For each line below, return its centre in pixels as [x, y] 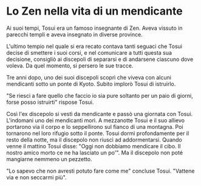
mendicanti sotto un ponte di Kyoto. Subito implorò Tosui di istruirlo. [91, 84]
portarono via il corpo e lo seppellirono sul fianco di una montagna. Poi [95, 126]
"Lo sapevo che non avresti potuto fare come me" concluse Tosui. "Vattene [101, 171]
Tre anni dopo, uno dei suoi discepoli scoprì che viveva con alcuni [89, 77]
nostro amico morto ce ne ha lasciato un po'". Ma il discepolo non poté [95, 153]
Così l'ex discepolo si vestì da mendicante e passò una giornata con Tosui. [100, 114]
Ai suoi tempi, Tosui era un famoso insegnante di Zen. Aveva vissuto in [94, 28]
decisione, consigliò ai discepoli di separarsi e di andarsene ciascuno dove [100, 59]
